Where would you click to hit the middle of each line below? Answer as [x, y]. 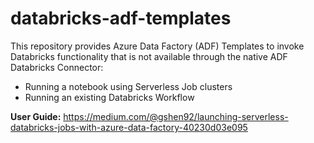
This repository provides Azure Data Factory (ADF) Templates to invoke [157, 46]
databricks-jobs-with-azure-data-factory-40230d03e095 [129, 127]
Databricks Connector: [57, 67]
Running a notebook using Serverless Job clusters [128, 86]
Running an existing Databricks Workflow [109, 97]
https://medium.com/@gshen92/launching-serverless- [176, 116]
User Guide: [36, 116]
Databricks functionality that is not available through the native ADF [149, 56]
